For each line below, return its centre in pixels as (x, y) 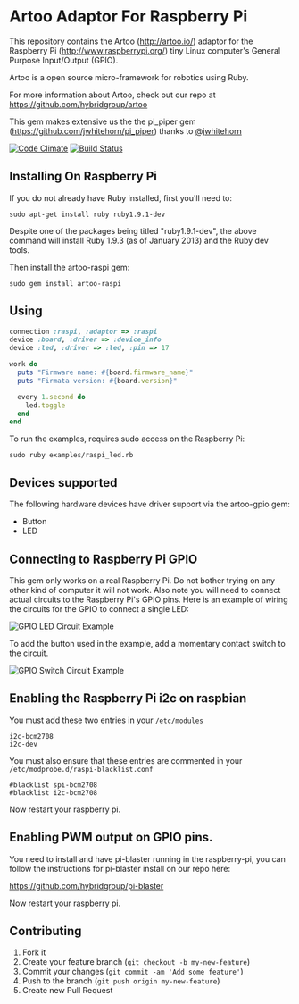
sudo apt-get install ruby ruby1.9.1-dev (87, 214)
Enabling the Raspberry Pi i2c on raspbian (128, 699)
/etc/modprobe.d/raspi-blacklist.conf (81, 769)
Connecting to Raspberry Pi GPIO (104, 559)
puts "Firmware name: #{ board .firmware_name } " (105, 372)
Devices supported (63, 483)
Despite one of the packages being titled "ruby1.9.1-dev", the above (133, 230)
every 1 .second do (52, 397)
